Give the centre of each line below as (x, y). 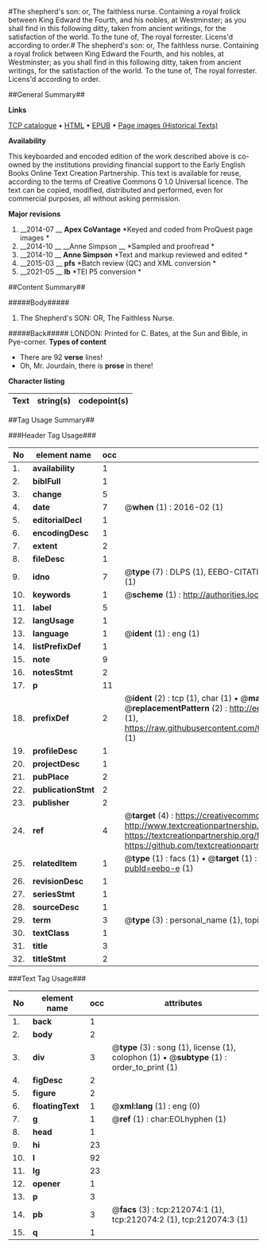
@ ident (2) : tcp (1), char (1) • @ (186, 698)
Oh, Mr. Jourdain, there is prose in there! (86, 366)
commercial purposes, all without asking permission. (95, 199)
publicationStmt (64, 790)
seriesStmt (54, 894)
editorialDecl (57, 520)
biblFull (47, 481)
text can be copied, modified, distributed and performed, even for (116, 190)
